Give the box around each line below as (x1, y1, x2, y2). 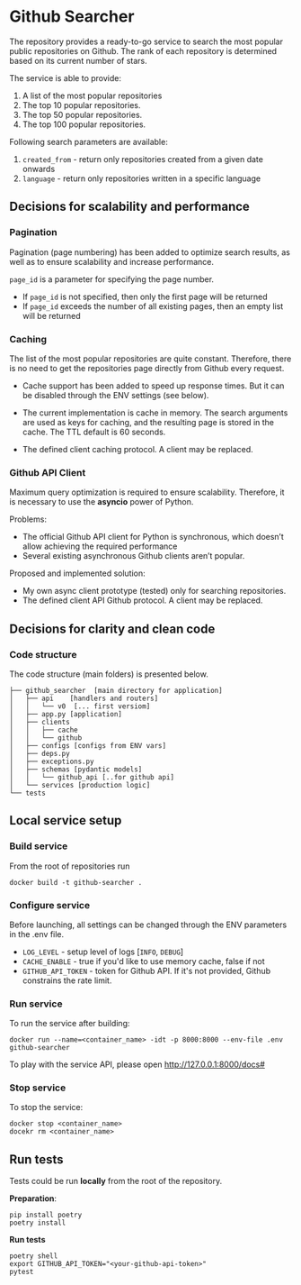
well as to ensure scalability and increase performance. (9, 256, 214, 267)
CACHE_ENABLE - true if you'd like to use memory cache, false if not (22, 955, 265, 966)
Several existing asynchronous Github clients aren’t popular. (22, 551, 245, 561)
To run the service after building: (9, 1018, 130, 1029)
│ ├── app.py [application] (9, 709, 123, 718)
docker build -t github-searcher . (9, 878, 143, 887)
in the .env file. (9, 928, 65, 939)
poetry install (9, 1218, 66, 1227)
